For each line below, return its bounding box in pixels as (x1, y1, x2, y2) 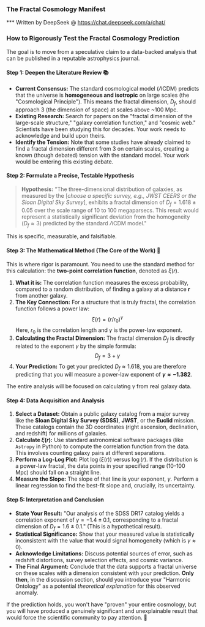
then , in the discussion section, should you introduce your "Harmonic (15, 576, 191, 584)
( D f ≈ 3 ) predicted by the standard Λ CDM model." (21, 219, 147, 228)
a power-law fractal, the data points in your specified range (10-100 (15, 462, 185, 470)
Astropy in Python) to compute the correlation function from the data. (15, 443, 190, 450)
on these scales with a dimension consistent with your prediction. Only (15, 569, 195, 577)
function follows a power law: (15, 305, 90, 312)
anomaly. (15, 589, 39, 596)
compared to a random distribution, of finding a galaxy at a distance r (15, 285, 191, 293)
